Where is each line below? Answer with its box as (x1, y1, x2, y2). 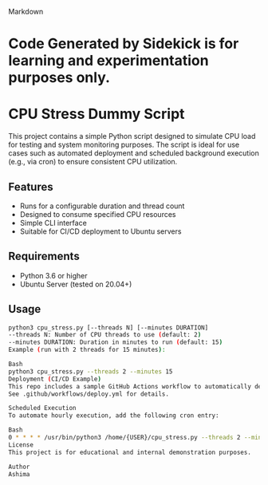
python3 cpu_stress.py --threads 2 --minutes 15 (8, 367, 173, 376)
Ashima (8, 470, 30, 478)
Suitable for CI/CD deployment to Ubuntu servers (19, 227, 182, 236)
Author (8, 463, 30, 471)
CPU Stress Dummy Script (8, 105, 185, 123)
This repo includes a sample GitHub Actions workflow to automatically (8, 382, 251, 390)
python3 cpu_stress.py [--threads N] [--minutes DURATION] (8, 323, 209, 332)
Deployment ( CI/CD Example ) (8, 375, 102, 383)
